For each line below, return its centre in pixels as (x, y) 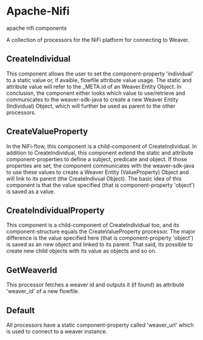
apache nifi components (37, 28)
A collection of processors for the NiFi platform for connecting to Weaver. (98, 40)
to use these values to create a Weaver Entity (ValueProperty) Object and (98, 172)
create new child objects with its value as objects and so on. (81, 251)
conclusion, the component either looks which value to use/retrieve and (96, 93)
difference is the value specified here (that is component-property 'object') (100, 238)
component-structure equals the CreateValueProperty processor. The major (101, 232)
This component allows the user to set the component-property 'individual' (100, 74)
